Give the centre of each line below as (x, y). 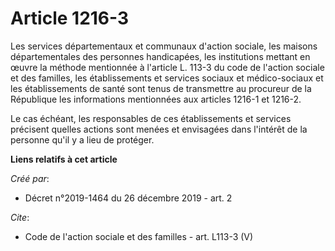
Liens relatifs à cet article (64, 159)
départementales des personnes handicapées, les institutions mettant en (160, 56)
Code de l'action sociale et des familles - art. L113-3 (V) (139, 236)
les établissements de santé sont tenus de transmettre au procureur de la (161, 88)
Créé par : (30, 178)
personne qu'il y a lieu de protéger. (82, 139)
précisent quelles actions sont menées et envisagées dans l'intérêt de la (159, 129)
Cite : (20, 217)
